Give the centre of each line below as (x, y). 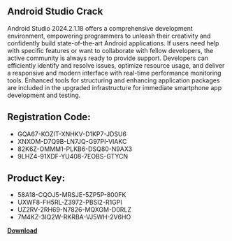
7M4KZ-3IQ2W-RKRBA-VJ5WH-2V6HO (74, 217)
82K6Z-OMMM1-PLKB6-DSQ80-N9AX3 (75, 149)
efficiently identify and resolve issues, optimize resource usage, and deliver (116, 65)
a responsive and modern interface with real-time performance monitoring (114, 73)
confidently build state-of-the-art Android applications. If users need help (113, 43)
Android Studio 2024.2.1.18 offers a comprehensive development (100, 28)
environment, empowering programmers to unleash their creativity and (109, 36)
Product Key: (36, 178)
